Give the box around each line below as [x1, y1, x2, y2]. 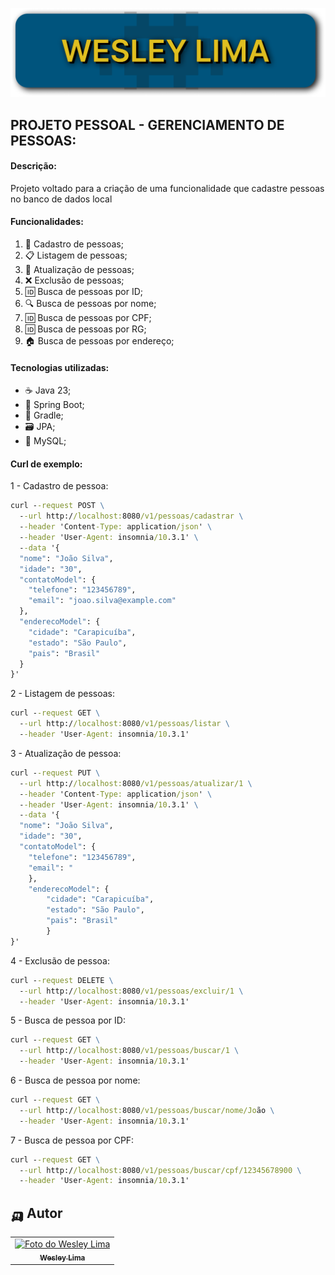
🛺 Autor [10, 1204, 63, 1222]
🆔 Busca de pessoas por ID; [24, 286, 144, 298]
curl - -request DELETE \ [10, 975, 114, 985]
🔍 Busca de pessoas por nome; [24, 298, 157, 310]
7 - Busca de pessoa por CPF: [10, 1134, 135, 1146]
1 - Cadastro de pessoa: [10, 480, 109, 492]
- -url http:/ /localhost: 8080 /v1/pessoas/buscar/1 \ [19, 1046, 240, 1056]
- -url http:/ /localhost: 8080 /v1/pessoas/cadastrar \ [19, 511, 244, 522]
